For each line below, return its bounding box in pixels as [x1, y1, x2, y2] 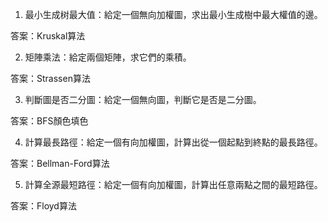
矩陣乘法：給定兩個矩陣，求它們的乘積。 [24, 51, 192, 63]
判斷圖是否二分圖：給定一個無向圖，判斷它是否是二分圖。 [24, 94, 262, 105]
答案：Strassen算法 [10, 73, 91, 84]
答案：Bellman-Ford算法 [10, 158, 110, 169]
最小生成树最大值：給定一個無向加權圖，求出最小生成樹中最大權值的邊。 [24, 9, 323, 20]
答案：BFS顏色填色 [10, 115, 89, 127]
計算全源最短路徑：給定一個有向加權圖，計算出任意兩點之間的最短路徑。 [24, 179, 323, 190]
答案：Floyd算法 [10, 200, 77, 212]
